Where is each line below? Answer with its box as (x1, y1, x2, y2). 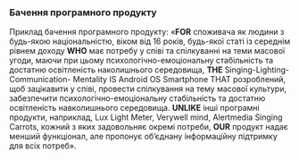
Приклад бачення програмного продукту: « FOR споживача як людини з (9, 27, 285, 38)
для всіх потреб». (9, 140, 77, 151)
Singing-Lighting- (224, 64, 290, 75)
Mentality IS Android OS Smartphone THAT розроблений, (72, 74, 287, 85)
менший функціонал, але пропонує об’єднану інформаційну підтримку (9, 131, 278, 142)
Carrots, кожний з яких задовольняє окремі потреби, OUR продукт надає (9, 122, 288, 132)
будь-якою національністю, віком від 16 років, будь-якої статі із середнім (9, 36, 291, 46)
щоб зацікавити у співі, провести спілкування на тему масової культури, (9, 83, 287, 95)
